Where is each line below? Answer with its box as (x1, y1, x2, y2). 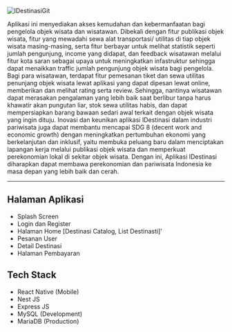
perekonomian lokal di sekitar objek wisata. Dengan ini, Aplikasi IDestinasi (7, 152, 217, 161)
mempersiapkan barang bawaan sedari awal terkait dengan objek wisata (7, 108, 214, 116)
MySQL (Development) (17, 309, 83, 318)
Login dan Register (17, 219, 71, 228)
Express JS (17, 302, 50, 311)
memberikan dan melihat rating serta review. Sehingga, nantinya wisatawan (7, 87, 222, 94)
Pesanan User (17, 234, 57, 243)
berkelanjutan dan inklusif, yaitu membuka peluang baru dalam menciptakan (7, 138, 224, 146)
